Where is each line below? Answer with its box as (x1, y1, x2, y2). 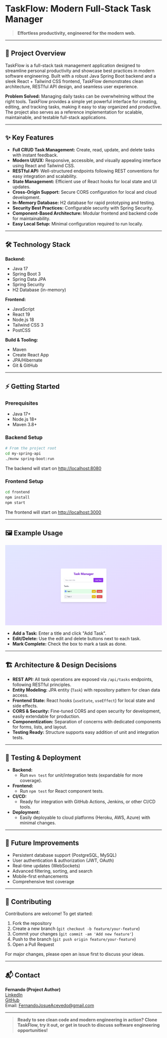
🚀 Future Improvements (5, 839, 80, 847)
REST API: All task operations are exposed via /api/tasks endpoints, (12, 676, 153, 682)
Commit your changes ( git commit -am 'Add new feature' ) (12, 931, 134, 937)
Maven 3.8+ (12, 422, 37, 428)
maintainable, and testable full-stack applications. (5, 114, 107, 120)
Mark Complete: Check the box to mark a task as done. (12, 641, 127, 647)
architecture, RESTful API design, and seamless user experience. (5, 83, 138, 90)
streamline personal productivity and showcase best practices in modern (5, 68, 155, 74)
